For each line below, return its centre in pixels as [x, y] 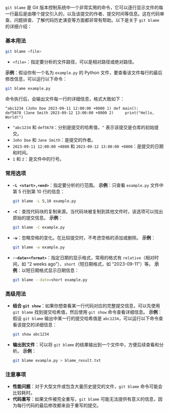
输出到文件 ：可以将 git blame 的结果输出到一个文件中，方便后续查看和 [86, 345]
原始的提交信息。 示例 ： [38, 218]
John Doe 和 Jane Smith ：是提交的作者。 [54, 140]
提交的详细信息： [39, 325]
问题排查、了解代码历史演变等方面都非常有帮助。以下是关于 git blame [87, 20]
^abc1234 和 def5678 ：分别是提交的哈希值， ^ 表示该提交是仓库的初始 [83, 128]
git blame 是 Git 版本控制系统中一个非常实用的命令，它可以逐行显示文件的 [82, 7]
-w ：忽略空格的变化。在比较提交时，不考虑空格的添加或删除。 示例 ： [84, 238]
